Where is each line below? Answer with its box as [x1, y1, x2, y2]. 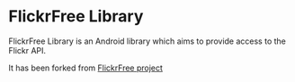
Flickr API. [8, 45, 47, 55]
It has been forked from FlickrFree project [8, 62, 164, 73]
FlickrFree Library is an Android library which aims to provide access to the [8, 36, 287, 46]
